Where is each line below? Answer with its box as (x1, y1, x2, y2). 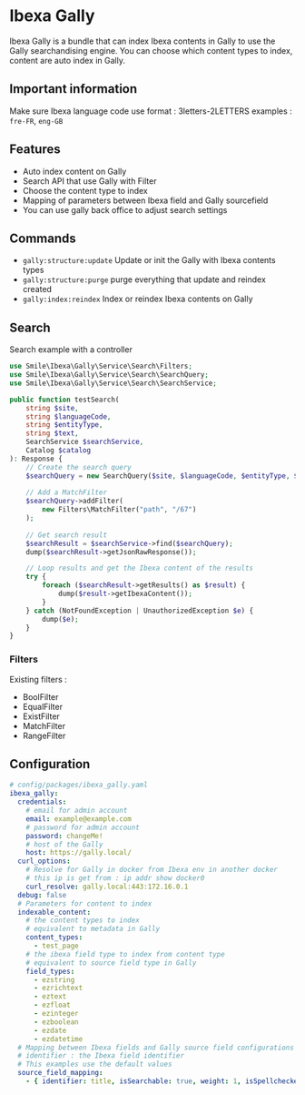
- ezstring (33, 975, 75, 984)
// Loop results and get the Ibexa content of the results (25, 563, 254, 573)
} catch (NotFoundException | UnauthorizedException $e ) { (25, 606, 254, 615)
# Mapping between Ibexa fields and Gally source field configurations (17, 1043, 295, 1052)
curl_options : (17, 857, 71, 866)
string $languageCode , (25, 411, 112, 421)
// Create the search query (25, 462, 132, 471)
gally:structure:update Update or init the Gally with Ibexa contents (22, 255, 276, 266)
